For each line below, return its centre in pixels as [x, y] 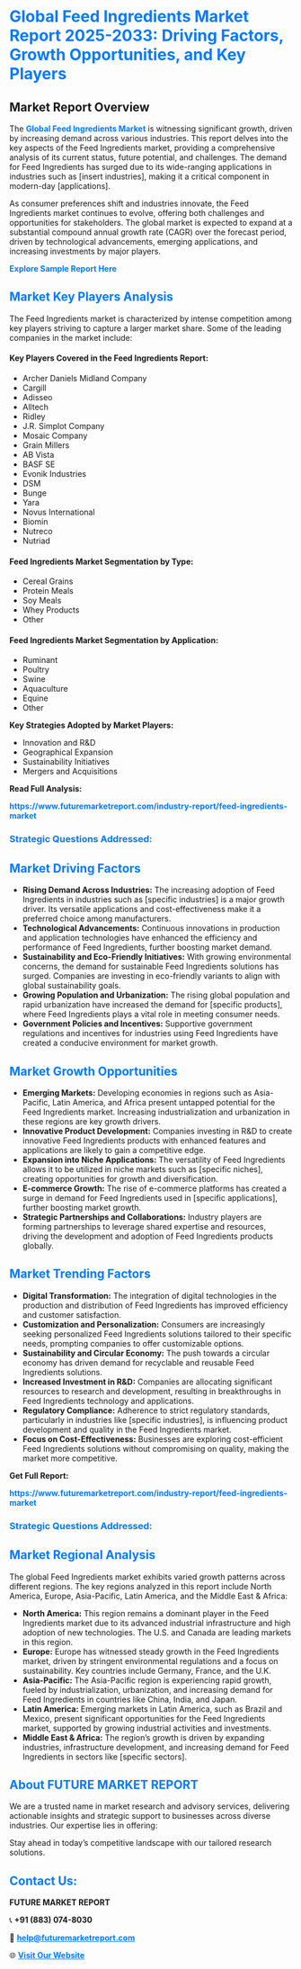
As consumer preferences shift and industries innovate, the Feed [129, 203]
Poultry [35, 670]
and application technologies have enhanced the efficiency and [140, 938]
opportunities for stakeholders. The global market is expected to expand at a [151, 223]
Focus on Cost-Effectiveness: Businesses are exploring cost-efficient [152, 1439]
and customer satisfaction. [71, 1314]
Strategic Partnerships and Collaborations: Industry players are [142, 1217]
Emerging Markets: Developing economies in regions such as [137, 1092]
